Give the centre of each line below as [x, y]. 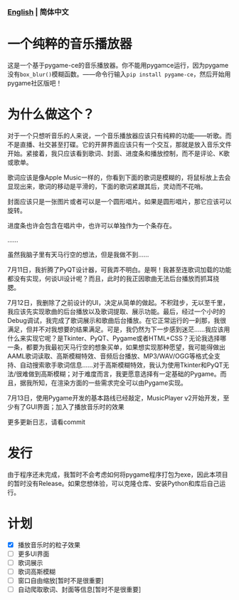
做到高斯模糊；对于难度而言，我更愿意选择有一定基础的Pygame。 [124, 373]
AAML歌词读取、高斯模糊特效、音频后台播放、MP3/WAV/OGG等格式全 [111, 356]
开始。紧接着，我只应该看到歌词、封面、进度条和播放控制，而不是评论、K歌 [118, 153]
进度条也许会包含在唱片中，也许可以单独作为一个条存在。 [91, 225]
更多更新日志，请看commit [46, 422]
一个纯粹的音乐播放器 [70, 44]
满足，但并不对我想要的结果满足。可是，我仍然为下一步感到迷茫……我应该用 [119, 329]
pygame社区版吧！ [35, 83]
